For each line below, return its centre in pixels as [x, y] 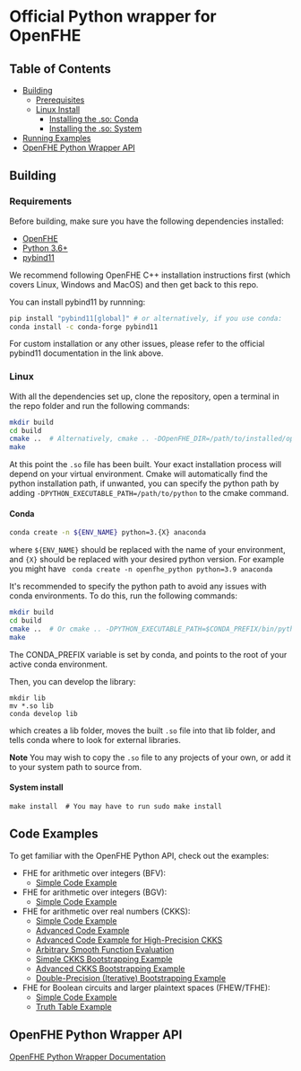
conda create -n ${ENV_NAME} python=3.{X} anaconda [107, 533]
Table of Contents [60, 69]
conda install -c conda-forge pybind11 [84, 327]
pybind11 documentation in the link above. [86, 353]
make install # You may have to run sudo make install [116, 807]
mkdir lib [28, 698]
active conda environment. [59, 664]
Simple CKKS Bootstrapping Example [104, 959]
